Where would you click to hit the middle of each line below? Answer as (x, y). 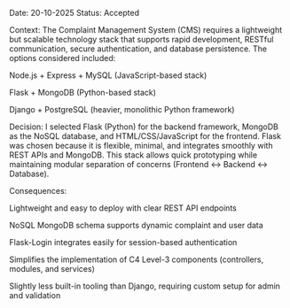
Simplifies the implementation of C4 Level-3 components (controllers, (137, 259)
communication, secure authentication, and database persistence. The (138, 49)
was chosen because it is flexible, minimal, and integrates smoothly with (141, 146)
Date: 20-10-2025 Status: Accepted (74, 13)
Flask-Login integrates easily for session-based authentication (123, 242)
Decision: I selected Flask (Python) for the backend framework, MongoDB (144, 127)
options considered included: (63, 58)
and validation (35, 295)
